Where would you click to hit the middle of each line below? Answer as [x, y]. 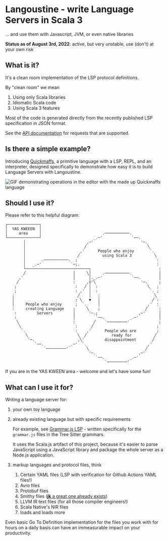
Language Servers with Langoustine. [43, 172]
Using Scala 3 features [36, 108]
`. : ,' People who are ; [90, 331]
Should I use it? [30, 203]
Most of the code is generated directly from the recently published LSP [79, 118]
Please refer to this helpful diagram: [42, 215]
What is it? [22, 65]
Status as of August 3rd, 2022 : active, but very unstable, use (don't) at [79, 44]
